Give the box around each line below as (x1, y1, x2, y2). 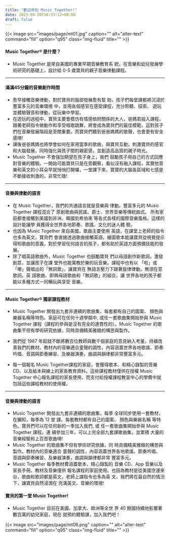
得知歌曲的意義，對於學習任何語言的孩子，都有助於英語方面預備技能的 (12, 240, 159, 246)
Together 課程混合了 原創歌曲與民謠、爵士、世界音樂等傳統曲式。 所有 (12, 209, 159, 215)
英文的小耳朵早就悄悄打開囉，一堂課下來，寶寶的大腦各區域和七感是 (21, 166, 163, 173)
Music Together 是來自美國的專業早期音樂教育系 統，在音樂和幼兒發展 (12, 60, 159, 67)
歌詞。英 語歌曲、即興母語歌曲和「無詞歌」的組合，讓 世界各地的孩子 (12, 272, 157, 278)
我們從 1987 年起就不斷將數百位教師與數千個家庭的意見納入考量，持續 (12, 338, 158, 344)
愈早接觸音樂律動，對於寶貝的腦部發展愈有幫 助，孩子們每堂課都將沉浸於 (12, 97, 165, 103)
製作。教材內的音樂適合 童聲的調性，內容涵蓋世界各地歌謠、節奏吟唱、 (12, 448, 160, 455)
